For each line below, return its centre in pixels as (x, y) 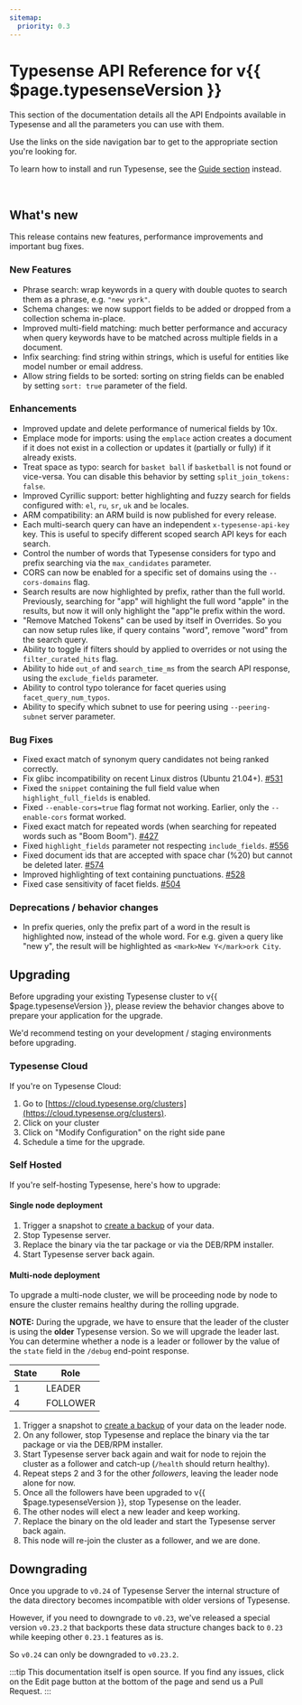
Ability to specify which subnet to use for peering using (125, 706)
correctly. (40, 769)
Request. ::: (31, 1691)
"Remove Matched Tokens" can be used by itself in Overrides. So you (152, 620)
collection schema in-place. (74, 318)
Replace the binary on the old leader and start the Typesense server (149, 1522)
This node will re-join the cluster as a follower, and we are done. (141, 1541)
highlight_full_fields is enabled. (86, 798)
